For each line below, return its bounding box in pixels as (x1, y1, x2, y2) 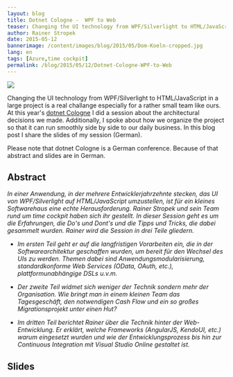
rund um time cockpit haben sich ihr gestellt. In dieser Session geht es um (7, 212, 219, 220)
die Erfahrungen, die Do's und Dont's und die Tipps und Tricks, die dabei (7, 219, 216, 227)
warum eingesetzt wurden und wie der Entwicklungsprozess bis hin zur (17, 333, 222, 342)
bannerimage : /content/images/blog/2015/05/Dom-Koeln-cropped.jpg (7, 42, 203, 49)
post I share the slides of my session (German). (7, 130, 142, 139)
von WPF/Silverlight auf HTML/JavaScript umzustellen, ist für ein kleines (7, 197, 215, 205)
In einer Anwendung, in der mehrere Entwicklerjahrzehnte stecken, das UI (7, 190, 218, 198)
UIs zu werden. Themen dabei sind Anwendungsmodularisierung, (17, 254, 205, 263)
